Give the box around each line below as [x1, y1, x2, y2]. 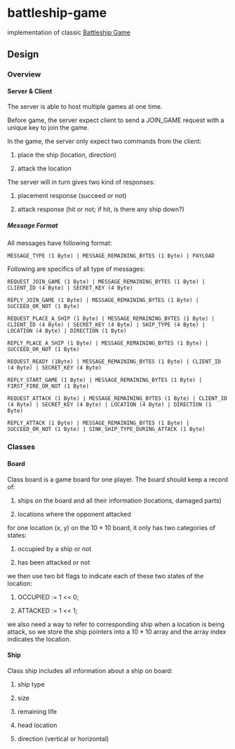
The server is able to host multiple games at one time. [7, 102, 163, 111]
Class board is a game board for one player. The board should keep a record [7, 475, 228, 484]
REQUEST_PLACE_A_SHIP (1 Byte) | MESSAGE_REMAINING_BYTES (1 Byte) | [7, 315, 215, 322]
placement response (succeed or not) [17, 192, 127, 200]
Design [7, 48, 39, 60]
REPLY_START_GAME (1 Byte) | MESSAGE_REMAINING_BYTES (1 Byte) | [7, 377, 202, 384]
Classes [7, 442, 36, 452]
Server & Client [7, 86, 53, 95]
